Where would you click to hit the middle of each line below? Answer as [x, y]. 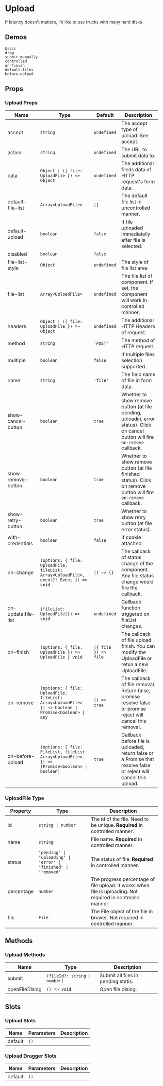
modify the [134, 652]
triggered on [135, 614]
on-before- [21, 756]
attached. [132, 544]
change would [137, 582]
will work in [134, 301]
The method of [138, 340]
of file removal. [138, 685]
